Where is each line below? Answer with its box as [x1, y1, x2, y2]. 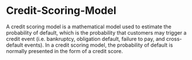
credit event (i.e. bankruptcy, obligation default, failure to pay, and [6, 35, 165, 42]
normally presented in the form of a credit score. [6, 47, 124, 54]
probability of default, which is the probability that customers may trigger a [6, 29, 187, 36]
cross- [166, 35, 183, 42]
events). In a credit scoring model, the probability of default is [24, 42, 173, 48]
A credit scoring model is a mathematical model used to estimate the [6, 23, 172, 30]
